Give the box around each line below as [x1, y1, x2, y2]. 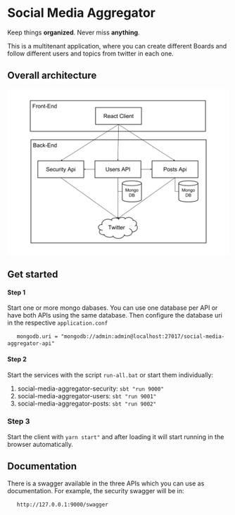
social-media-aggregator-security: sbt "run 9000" [17, 384, 164, 393]
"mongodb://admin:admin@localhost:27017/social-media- [61, 333, 225, 340]
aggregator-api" [7, 340, 55, 347]
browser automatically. [7, 440, 74, 448]
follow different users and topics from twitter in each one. [7, 49, 174, 58]
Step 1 [7, 288, 26, 296]
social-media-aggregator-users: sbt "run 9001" [17, 391, 157, 400]
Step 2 [7, 355, 27, 363]
